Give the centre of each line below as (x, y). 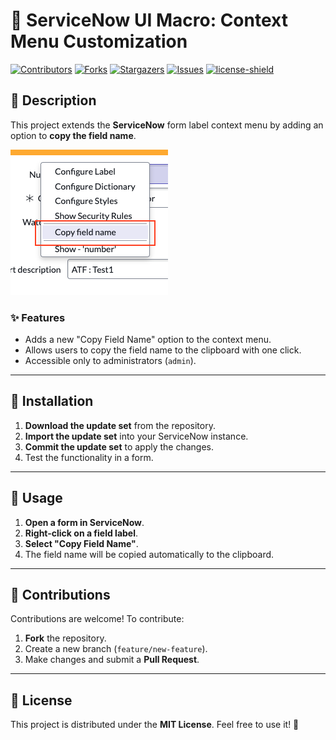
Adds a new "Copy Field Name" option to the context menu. (148, 340)
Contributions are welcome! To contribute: (97, 619)
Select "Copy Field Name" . (81, 543)
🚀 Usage (36, 498)
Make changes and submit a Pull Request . (112, 660)
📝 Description (53, 100)
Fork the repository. (65, 638)
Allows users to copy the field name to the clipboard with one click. (163, 350)
